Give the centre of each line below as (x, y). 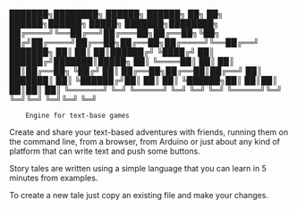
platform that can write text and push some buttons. (105, 151)
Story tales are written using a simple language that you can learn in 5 (138, 168)
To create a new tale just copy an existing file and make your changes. (139, 195)
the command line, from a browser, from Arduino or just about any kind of (144, 142)
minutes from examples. (54, 178)
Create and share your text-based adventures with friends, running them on (149, 132)
